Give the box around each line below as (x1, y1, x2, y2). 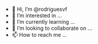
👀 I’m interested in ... (11, 12, 62, 19)
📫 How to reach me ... (11, 32, 67, 38)
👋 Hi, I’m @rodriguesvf (11, 6, 67, 12)
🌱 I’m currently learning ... (11, 18, 75, 25)
